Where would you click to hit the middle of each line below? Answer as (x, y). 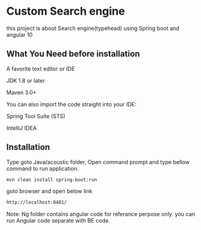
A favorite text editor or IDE (41, 69)
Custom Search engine (66, 11)
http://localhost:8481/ (37, 202)
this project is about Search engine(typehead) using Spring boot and (93, 28)
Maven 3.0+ (21, 92)
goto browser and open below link (50, 191)
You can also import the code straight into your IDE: (71, 104)
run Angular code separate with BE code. (58, 221)
